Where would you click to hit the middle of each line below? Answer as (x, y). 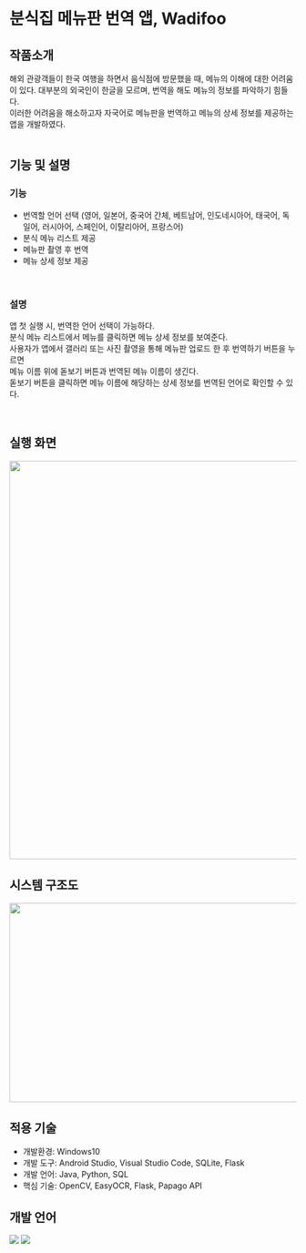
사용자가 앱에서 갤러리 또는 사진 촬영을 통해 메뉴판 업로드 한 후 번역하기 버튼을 (148, 348)
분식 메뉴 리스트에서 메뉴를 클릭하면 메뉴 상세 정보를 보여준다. (119, 337)
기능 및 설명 (40, 165)
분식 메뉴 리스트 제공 (59, 238)
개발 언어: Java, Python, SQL (76, 1175)
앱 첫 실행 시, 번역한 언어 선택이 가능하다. (82, 325)
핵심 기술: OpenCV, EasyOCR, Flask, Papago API (112, 1186)
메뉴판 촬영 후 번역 (56, 249)
